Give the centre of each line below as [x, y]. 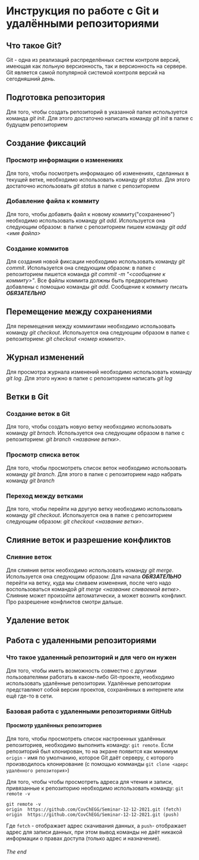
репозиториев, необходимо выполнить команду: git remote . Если [90, 745]
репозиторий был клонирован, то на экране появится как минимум [92, 751]
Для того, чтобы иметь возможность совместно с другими [81, 670]
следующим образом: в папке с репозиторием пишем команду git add [96, 227]
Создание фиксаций [46, 143]
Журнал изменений [45, 357]
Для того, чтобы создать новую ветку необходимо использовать [89, 427]
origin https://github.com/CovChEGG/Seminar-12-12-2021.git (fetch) [94, 809]
